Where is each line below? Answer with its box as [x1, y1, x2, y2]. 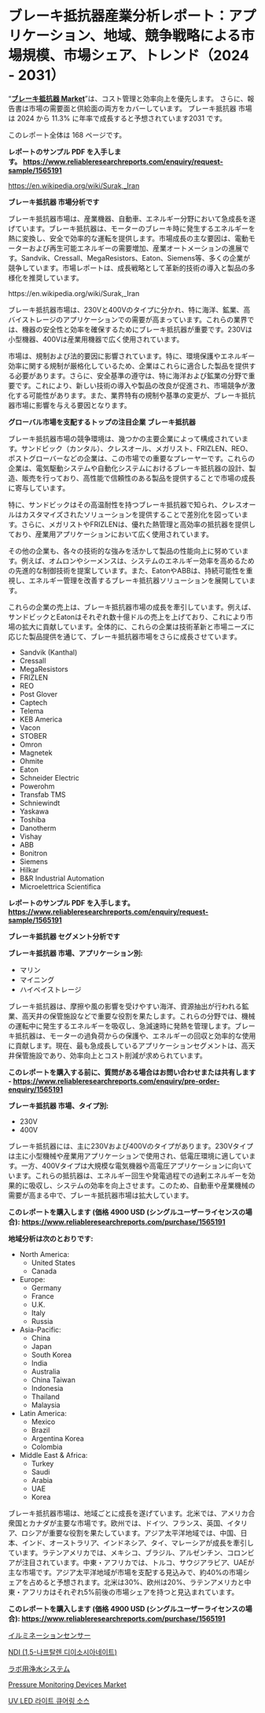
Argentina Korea [31, 1433, 84, 1443]
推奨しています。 [28, 273, 84, 282]
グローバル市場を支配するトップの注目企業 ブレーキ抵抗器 [8, 417, 197, 426]
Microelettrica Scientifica [19, 881, 101, 891]
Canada [31, 1266, 57, 1276]
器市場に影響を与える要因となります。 [8, 400, 131, 410]
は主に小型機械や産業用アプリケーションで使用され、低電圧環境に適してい [8, 1151, 249, 1160]
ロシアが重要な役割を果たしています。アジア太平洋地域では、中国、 [20, 1528, 241, 1537]
